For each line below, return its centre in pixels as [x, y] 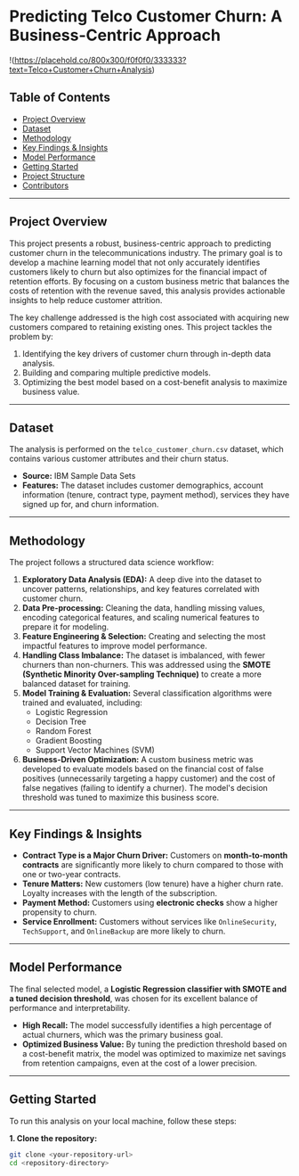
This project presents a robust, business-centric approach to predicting [140, 243]
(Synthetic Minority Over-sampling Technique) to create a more [142, 674]
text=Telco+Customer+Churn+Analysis [81, 70]
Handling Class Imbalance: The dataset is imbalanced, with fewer [143, 655]
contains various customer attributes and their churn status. [119, 459]
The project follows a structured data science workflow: [112, 563]
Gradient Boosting [69, 741]
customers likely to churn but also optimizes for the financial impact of [138, 271]
